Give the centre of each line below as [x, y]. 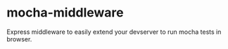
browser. [19, 39]
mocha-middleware [65, 13]
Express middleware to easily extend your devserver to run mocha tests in [114, 32]
